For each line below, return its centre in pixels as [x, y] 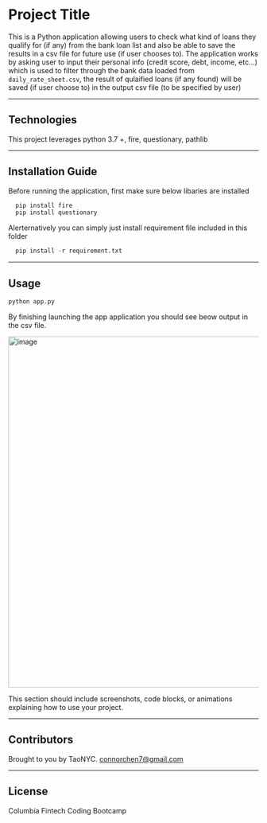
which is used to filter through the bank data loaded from [101, 70]
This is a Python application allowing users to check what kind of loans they [132, 37]
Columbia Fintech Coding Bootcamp [68, 810]
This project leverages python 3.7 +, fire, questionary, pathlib [108, 139]
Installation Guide [53, 172]
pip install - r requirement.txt [69, 251]
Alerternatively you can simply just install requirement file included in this [128, 228]
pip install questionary [56, 213]
